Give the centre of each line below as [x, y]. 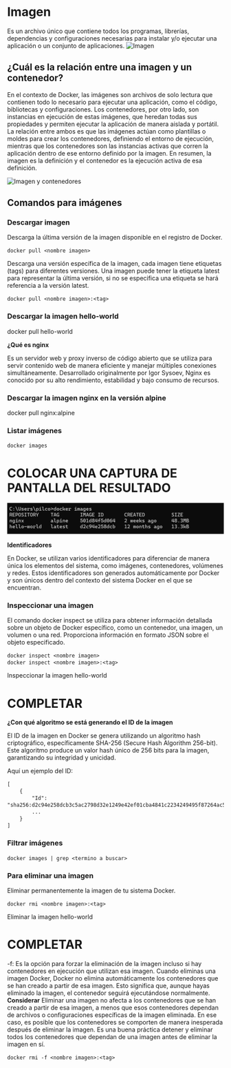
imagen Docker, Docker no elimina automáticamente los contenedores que [113, 978]
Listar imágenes [34, 430]
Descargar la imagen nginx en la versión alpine [87, 398]
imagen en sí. [26, 1044]
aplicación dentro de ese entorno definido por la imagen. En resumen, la [109, 153]
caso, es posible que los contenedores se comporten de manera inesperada [115, 1022]
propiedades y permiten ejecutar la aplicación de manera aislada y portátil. [113, 124]
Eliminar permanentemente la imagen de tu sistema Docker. [91, 890]
